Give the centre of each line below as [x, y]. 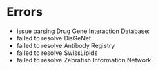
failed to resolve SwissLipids [57, 53]
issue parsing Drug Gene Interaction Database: [83, 31]
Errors [24, 12]
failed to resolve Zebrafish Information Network [84, 60]
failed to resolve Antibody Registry [66, 45]
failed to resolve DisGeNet [53, 38]
